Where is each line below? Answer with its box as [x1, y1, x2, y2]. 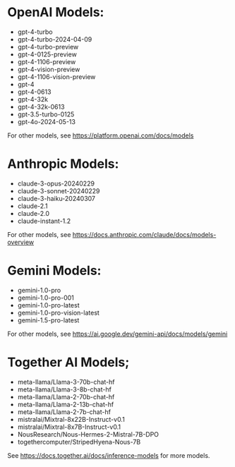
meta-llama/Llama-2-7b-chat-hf [17, 407, 112, 416]
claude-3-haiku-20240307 [17, 194, 96, 202]
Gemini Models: [7, 262, 102, 279]
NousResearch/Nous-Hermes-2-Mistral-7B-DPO [17, 430, 159, 438]
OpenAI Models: [7, 4, 104, 20]
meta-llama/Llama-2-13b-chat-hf [17, 400, 114, 408]
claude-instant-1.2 [17, 217, 71, 225]
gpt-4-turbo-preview [17, 42, 79, 51]
